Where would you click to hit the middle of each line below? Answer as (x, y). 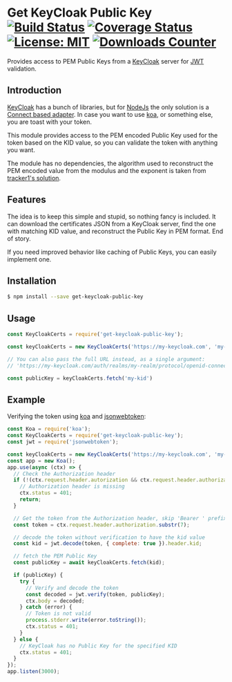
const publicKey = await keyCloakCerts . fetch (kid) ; (89, 563)
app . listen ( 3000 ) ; (33, 672)
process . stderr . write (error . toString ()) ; (86, 620)
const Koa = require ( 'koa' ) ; (49, 429)
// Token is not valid (58, 614)
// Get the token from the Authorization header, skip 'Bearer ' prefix (120, 518)
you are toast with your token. (49, 122)
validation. (22, 68)
